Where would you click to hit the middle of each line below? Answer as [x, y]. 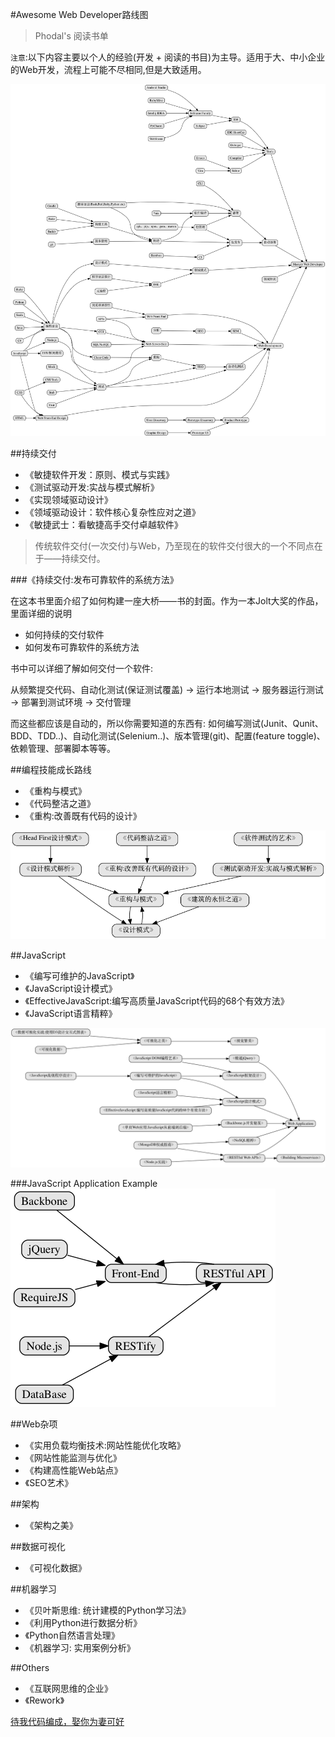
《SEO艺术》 [49, 1483]
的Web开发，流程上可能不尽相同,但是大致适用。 [108, 69]
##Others [30, 1668]
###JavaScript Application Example [84, 1184]
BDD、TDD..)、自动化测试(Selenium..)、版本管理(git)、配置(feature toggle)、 [168, 735]
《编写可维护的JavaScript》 [79, 975]
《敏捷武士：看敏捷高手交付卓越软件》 [103, 524]
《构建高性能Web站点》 [73, 1470]
